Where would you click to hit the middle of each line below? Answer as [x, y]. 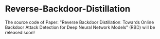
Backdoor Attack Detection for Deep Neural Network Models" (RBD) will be [80, 27]
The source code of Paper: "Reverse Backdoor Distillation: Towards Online [80, 22]
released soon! [20, 32]
